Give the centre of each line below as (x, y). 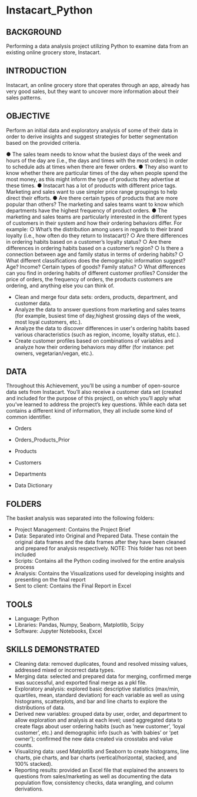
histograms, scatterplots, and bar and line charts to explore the (91, 701)
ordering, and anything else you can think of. (60, 285)
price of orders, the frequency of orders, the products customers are (89, 279)
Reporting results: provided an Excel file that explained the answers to (99, 770)
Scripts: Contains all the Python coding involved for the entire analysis (100, 561)
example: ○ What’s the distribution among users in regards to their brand (95, 229)
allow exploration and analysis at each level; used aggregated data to (98, 720)
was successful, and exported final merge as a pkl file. (81, 682)
